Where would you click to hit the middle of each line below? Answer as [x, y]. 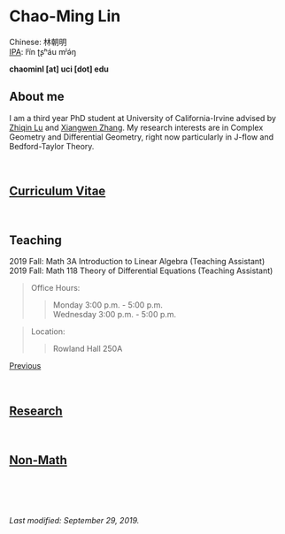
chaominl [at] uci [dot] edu [59, 69]
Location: [48, 332]
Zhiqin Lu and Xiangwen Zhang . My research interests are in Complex [136, 127]
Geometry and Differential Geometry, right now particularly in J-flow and [142, 137]
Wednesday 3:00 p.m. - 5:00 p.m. [115, 315]
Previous [25, 366]
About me [37, 97]
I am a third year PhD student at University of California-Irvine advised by [143, 118]
